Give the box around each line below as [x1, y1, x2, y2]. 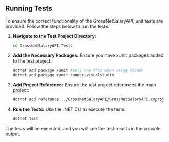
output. [5, 131, 20, 137]
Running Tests [5, 4, 52, 13]
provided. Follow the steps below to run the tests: [5, 23, 110, 29]
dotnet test [12, 116, 38, 121]
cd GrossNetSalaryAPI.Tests [12, 43, 73, 48]
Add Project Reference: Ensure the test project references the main [12, 82, 156, 88]
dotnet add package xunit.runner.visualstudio [12, 72, 114, 77]
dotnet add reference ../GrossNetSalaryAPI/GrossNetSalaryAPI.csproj [12, 97, 165, 102]
